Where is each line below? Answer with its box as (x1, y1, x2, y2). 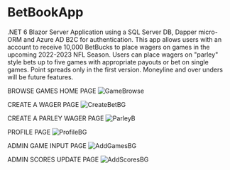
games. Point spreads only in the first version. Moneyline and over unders (7, 65, 224, 74)
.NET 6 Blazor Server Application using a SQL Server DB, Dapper (7, 28, 197, 36)
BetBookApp (7, 4, 84, 21)
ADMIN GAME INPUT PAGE (7, 141, 87, 149)
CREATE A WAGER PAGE (7, 100, 80, 108)
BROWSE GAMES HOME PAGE (7, 86, 97, 95)
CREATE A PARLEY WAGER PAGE (7, 114, 104, 123)
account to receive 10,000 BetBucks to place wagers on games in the (7, 42, 210, 51)
